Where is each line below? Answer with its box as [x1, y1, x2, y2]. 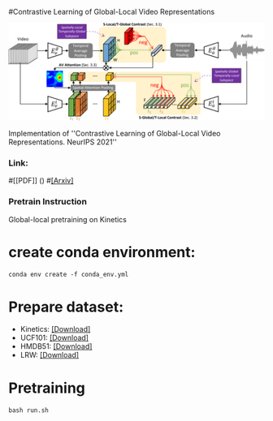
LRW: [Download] [19, 350, 80, 360]
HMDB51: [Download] [19, 342, 93, 351]
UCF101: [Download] [19, 333, 89, 343]
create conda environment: [8, 243, 196, 261]
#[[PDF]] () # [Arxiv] [8, 176, 74, 186]
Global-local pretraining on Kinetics [8, 214, 128, 224]
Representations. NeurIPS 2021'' [8, 137, 118, 147]
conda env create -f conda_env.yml [8, 271, 129, 279]
